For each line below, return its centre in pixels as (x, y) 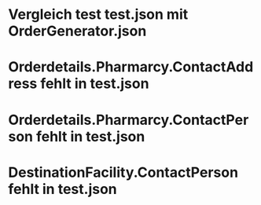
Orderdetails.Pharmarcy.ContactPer (129, 120)
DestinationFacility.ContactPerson (123, 172)
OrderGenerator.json (77, 31)
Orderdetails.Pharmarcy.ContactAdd (131, 67)
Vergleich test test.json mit (98, 15)
